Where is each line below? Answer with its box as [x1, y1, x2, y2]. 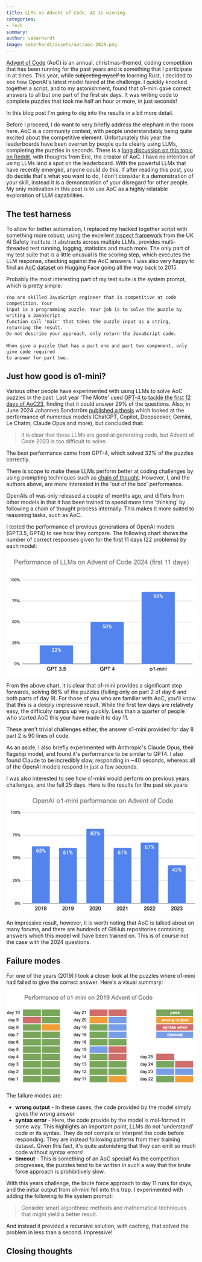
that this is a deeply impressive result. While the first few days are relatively [6, 701, 194, 708]
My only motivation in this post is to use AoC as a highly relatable [6, 185, 168, 192]
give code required [6, 348, 55, 355]
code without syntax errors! [14, 1148, 84, 1156]
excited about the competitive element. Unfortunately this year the [6, 134, 171, 141]
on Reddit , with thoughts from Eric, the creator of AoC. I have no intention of [6, 153, 196, 160]
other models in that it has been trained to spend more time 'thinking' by [6, 498, 186, 506]
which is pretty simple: [6, 282, 63, 289]
